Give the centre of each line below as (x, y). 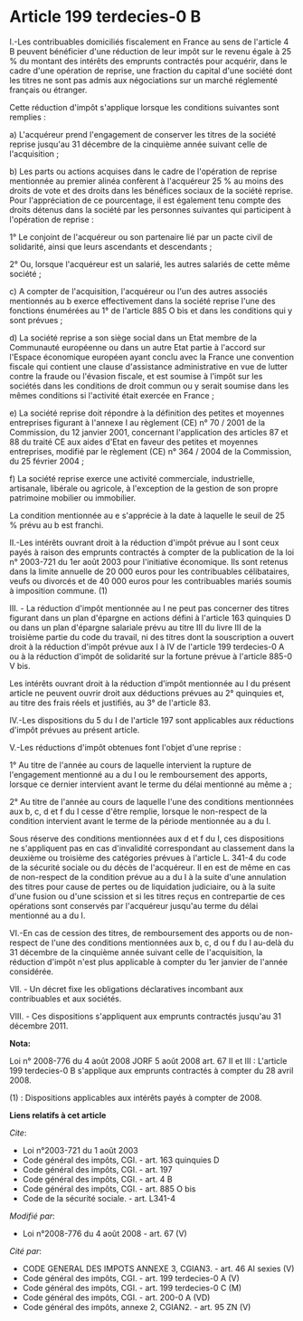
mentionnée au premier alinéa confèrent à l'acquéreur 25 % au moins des (147, 181)
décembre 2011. (39, 1026)
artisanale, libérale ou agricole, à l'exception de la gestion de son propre (144, 488)
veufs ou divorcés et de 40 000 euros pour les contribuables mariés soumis (151, 580)
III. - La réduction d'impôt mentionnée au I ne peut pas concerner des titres (149, 608)
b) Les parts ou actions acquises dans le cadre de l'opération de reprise (143, 171)
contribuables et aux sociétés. (66, 999)
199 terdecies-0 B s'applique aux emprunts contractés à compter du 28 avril (151, 1070)
